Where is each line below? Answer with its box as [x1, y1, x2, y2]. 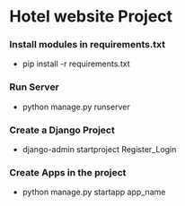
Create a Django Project [9, 124, 115, 136]
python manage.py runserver [22, 101, 130, 112]
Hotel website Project [9, 6, 173, 27]
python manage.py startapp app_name [22, 186, 166, 198]
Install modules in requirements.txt [9, 39, 166, 51]
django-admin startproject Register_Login [22, 144, 177, 155]
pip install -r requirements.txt [22, 58, 130, 69]
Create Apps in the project [9, 167, 127, 178]
